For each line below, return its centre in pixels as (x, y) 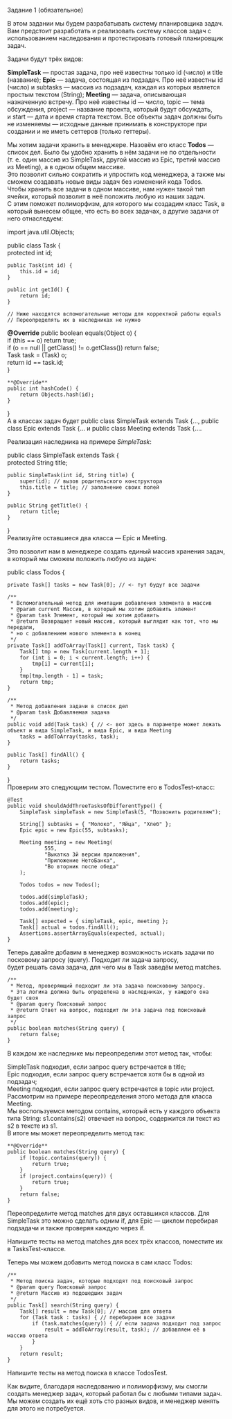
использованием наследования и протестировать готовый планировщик (115, 38)
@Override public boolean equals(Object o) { (72, 333)
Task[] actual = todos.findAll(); (69, 927)
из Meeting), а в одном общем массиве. (66, 167)
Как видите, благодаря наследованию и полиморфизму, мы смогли (107, 1386)
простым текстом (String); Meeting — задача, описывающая (97, 94)
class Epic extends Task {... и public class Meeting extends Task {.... (105, 428)
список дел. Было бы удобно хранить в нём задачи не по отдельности (111, 152)
